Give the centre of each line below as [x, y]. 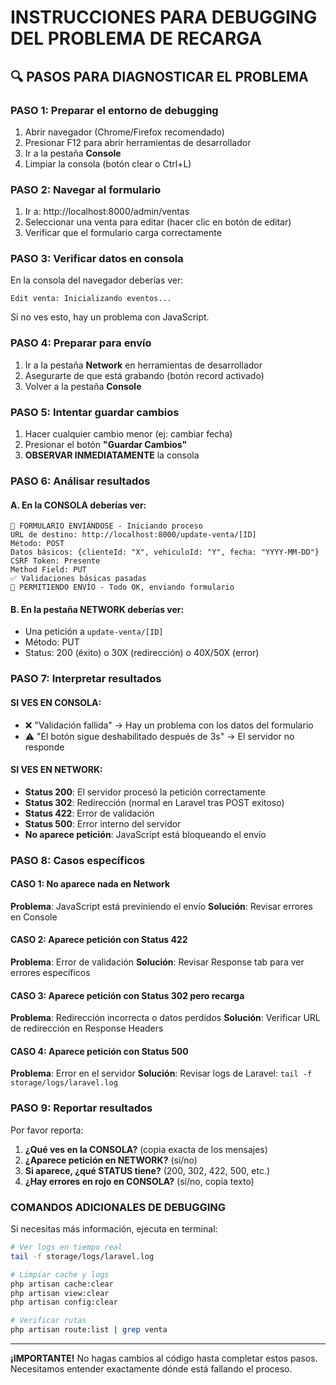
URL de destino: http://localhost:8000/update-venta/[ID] [133, 535]
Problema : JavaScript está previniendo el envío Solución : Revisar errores [161, 906]
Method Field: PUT [48, 570]
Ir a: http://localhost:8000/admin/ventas [107, 212]
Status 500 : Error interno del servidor [103, 823]
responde [44, 747]
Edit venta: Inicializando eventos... [91, 299]
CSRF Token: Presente [55, 561]
